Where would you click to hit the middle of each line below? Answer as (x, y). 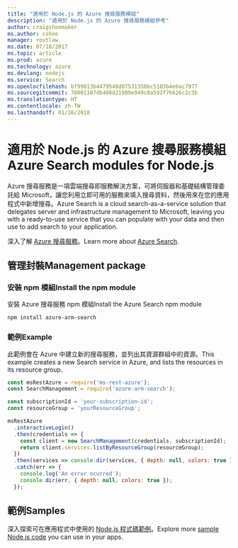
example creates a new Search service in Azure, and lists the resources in (115, 362)
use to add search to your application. (63, 227)
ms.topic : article (34, 54)
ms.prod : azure (30, 60)
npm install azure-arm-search (52, 318)
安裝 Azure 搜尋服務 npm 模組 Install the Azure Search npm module (104, 304)
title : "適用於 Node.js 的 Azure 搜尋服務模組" (73, 14)
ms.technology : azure (39, 67)
